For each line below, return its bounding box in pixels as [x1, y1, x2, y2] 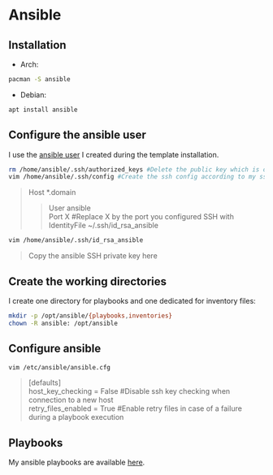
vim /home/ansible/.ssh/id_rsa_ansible [8, 236, 144, 244]
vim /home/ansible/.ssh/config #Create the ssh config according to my [8, 173, 256, 181]
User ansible [48, 203, 91, 213]
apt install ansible [8, 106, 79, 114]
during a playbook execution [28, 412, 124, 422]
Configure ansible [8, 342, 102, 356]
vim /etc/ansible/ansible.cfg [8, 363, 111, 371]
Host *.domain [28, 188, 76, 197]
